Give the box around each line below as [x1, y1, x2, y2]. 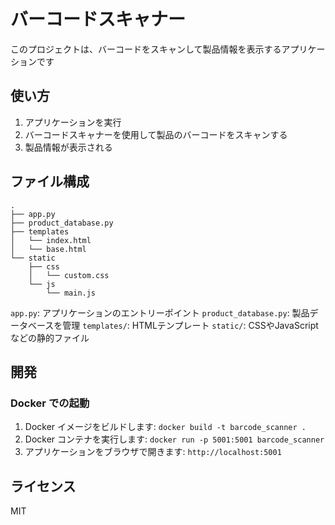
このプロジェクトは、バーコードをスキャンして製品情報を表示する [10, 43, 282, 55]
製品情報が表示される [24, 141, 113, 153]
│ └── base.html [10, 244, 87, 254]
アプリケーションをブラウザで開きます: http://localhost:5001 [24, 446, 282, 458]
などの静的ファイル [10, 331, 90, 344]
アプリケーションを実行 [24, 116, 122, 128]
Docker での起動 [10, 396, 90, 410]
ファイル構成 [10, 173, 90, 190]
